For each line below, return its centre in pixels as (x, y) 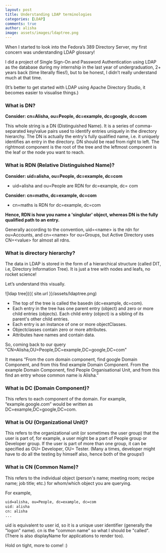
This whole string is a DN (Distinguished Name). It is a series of (70, 126)
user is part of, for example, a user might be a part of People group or (76, 438)
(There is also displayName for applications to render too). (65, 536)
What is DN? (20, 105)
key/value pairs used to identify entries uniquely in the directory (92, 131)
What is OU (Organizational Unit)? (47, 422)
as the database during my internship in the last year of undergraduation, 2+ (83, 67)
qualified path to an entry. (32, 220)
